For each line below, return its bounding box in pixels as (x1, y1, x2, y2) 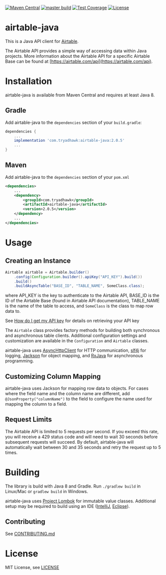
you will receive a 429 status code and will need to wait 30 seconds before (5, 434, 158, 440)
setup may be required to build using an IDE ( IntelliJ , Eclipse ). (5, 503, 130, 509)
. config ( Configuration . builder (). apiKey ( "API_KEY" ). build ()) (14, 274, 142, 279)
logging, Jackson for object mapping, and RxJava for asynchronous (5, 353, 143, 359)
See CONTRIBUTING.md (5, 531, 55, 536)
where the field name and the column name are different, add (5, 391, 130, 397)
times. (5, 450, 18, 455)
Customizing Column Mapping (5, 372, 101, 380)
